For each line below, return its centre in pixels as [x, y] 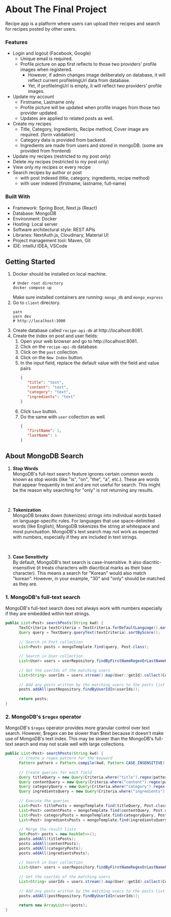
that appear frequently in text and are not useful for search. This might [87, 485]
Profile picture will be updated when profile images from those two [90, 108]
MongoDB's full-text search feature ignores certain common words [83, 474]
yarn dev [22, 317]
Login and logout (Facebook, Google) [52, 53]
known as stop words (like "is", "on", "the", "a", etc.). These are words [86, 479]
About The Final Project [56, 9]
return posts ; [34, 699]
